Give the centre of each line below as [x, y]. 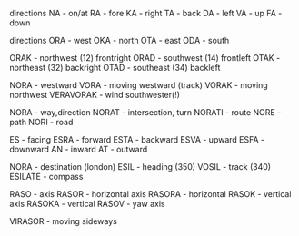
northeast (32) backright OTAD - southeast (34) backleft [115, 68]
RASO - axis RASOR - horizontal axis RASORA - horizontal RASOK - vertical [150, 194]
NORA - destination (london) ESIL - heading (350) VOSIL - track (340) [140, 167]
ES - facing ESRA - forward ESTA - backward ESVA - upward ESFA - [137, 139]
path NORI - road [41, 122]
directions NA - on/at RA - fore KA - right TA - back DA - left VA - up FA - [146, 13]
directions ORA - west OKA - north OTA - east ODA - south [120, 40]
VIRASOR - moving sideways [64, 221]
